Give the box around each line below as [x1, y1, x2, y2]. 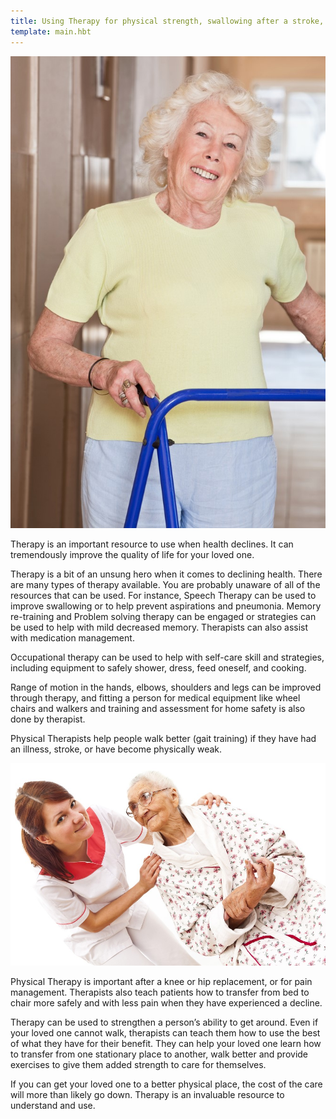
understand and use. [10, 1100, 96, 1112]
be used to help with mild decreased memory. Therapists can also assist [10, 621, 309, 634]
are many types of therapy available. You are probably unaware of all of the [10, 579, 321, 591]
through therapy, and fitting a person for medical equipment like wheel [10, 692, 301, 704]
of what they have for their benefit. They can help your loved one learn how [10, 1038, 322, 1050]
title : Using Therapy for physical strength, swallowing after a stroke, [10, 16, 325, 26]
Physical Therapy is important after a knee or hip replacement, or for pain [10, 976, 313, 988]
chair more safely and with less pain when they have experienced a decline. [10, 997, 323, 1009]
